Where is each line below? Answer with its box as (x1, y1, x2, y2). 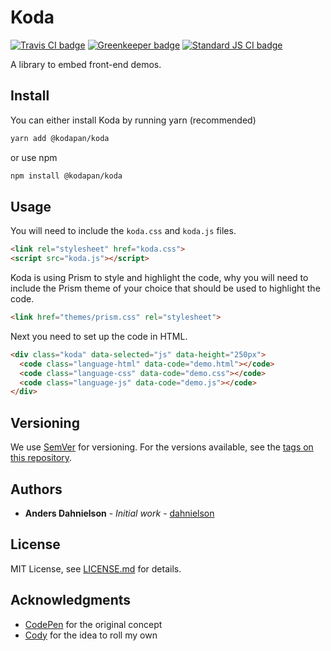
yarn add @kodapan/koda (10, 133, 110, 143)
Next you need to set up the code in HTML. (10, 330, 188, 342)
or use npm (10, 151, 58, 163)
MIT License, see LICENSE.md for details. (10, 562, 182, 575)
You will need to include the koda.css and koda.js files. (10, 225, 237, 237)
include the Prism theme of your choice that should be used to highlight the (10, 282, 321, 295)
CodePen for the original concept (24, 618, 163, 630)
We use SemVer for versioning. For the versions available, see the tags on (10, 441, 314, 453)
